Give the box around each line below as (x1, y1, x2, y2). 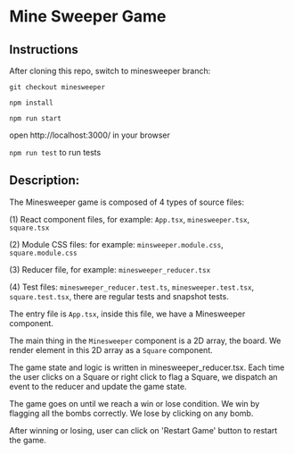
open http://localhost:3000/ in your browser (9, 130, 171, 140)
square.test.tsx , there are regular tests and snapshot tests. (9, 290, 229, 301)
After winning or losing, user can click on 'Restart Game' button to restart (9, 425, 278, 435)
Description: (9, 172, 80, 189)
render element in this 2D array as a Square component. (9, 344, 214, 355)
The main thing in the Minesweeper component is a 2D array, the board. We (9, 335, 282, 346)
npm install (9, 98, 53, 107)
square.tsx (9, 223, 50, 232)
